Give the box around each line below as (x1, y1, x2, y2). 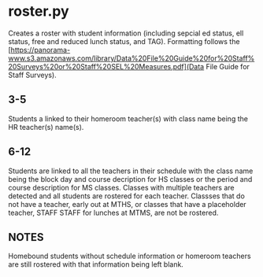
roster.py (8, 2, 69, 20)
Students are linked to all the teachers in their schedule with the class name (8, 166, 254, 175)
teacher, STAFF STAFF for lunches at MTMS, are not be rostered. (8, 208, 219, 217)
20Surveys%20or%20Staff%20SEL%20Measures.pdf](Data (8, 61, 205, 71)
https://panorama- (10, 45, 71, 54)
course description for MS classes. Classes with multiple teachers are (8, 183, 235, 192)
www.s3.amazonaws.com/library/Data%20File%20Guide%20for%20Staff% (8, 54, 255, 63)
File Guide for (206, 61, 250, 71)
